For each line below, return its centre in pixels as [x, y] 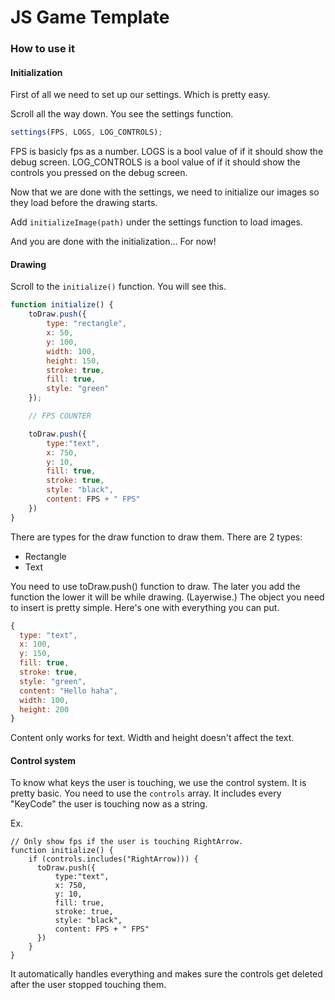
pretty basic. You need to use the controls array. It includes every [146, 793]
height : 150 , [73, 361]
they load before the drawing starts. [84, 203]
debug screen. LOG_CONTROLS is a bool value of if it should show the [155, 162]
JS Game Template [90, 17]
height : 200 [44, 709]
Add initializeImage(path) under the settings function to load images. [156, 222]
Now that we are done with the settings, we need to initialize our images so [165, 192]
